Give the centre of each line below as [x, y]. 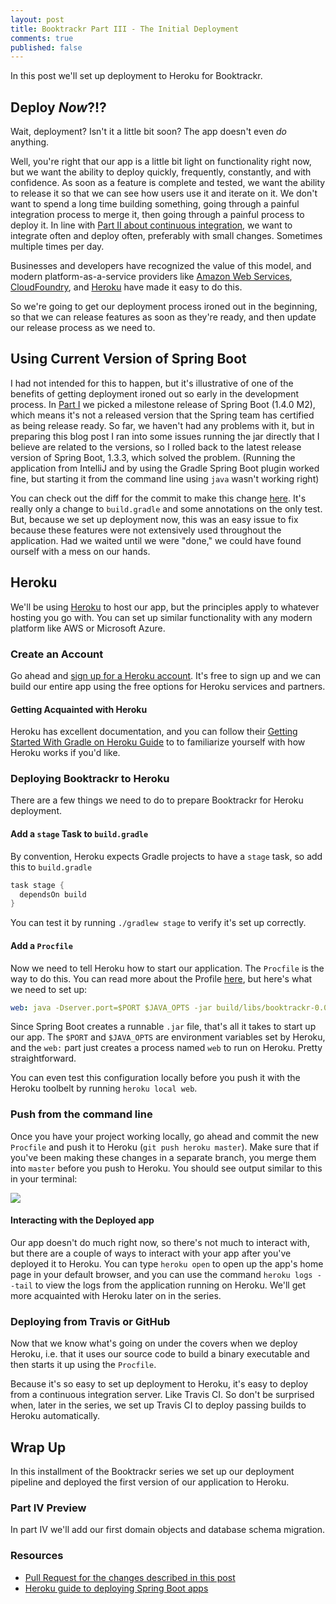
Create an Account [57, 654]
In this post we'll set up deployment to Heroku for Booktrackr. [136, 76]
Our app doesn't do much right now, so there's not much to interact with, [160, 1242]
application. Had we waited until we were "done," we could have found [156, 540]
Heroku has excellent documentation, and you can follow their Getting [154, 732]
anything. [30, 142]
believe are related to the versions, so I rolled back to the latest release [156, 447]
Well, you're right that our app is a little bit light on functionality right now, [161, 162]
